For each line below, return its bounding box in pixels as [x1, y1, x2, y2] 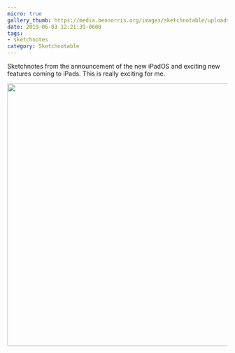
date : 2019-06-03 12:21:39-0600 [7, 23, 101, 30]
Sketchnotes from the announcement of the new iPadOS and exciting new [7, 62, 220, 70]
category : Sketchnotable [7, 43, 80, 50]
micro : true [7, 10, 42, 18]
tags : [7, 29, 23, 37]
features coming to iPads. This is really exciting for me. [7, 69, 166, 78]
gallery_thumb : [7, 17, 52, 24]
